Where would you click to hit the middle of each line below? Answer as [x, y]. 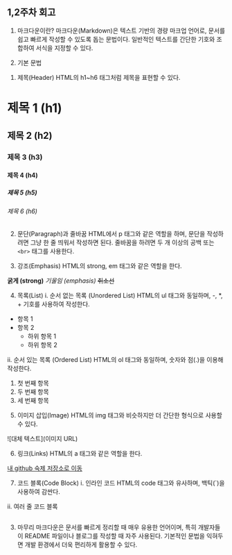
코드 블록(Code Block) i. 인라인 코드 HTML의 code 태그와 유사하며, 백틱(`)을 [121, 483]
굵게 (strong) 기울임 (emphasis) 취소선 [61, 281]
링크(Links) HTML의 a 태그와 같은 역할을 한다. [80, 454]
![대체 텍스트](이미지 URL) [43, 439]
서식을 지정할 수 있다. [64, 48]
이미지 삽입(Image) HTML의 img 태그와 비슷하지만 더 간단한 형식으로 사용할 [120, 415]
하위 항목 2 [42, 345]
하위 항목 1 [42, 336]
